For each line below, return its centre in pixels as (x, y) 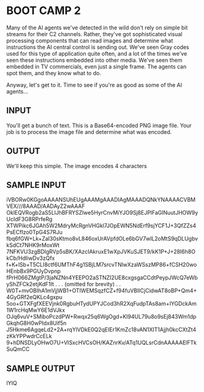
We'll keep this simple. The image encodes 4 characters (77, 166)
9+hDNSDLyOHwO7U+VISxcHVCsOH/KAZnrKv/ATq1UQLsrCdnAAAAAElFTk (101, 342)
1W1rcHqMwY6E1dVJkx (36, 310)
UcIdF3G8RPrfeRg (30, 219)
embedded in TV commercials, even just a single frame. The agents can (97, 66)
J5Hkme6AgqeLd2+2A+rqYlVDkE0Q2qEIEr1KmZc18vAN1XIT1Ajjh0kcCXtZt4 (101, 330)
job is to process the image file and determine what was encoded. (89, 131)
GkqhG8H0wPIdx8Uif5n (37, 323)
